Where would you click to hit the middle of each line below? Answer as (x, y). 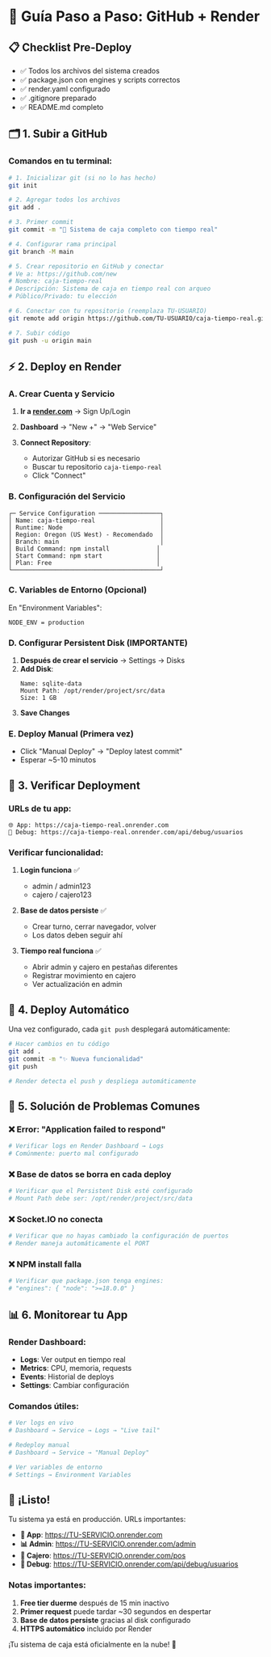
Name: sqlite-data (51, 684)
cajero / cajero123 (62, 895)
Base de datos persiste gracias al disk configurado (105, 1620)
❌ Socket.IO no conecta (56, 1220)
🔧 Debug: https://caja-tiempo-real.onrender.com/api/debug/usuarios (126, 833)
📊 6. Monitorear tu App (68, 1315)
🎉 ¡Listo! (29, 1500)
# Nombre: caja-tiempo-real (56, 281)
